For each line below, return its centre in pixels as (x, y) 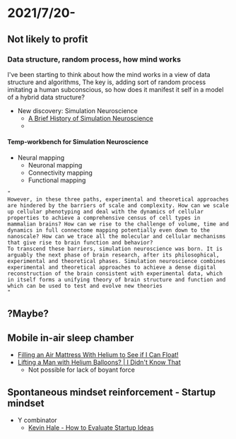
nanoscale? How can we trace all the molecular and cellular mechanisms (117, 237)
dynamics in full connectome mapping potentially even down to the (109, 230)
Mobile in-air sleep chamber (71, 338)
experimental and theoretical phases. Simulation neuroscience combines (117, 262)
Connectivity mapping (60, 173)
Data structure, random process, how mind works (94, 59)
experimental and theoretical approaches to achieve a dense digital (112, 268)
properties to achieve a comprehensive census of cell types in (104, 218)
